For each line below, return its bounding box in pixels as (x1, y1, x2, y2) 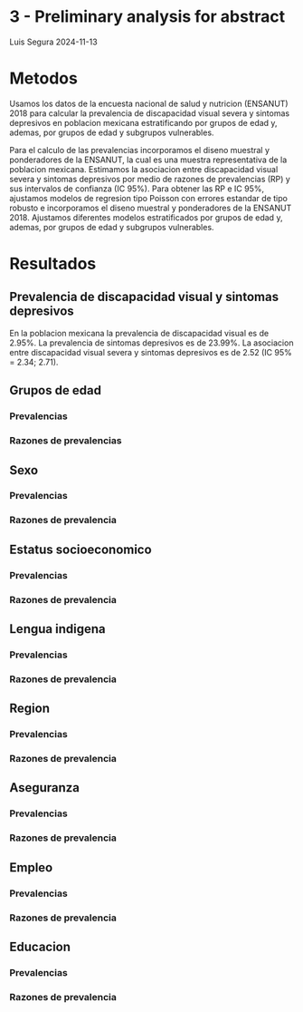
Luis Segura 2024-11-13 (9, 36, 98, 47)
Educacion (9, 939, 71, 954)
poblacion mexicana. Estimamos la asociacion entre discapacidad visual (9, 163, 279, 174)
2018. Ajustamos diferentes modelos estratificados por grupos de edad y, (9, 211, 283, 223)
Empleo (9, 860, 53, 875)
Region (9, 701, 50, 716)
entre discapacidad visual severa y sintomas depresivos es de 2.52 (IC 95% (9, 346, 292, 357)
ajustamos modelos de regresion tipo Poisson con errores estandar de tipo (9, 192, 288, 203)
